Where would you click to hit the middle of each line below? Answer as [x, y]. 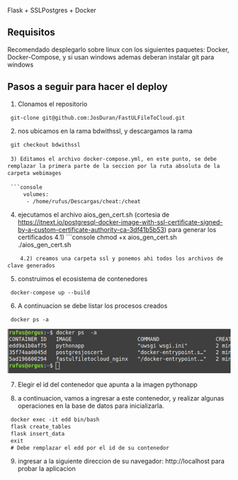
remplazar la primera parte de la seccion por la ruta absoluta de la [114, 166]
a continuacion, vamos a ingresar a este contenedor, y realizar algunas [121, 399]
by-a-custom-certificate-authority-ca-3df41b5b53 [91, 229]
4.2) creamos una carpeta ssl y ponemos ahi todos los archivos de [121, 258]
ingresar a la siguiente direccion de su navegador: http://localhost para [121, 461]
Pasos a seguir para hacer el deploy [87, 87]
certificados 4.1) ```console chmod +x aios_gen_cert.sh [97, 237]
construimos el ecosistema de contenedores [83, 278]
